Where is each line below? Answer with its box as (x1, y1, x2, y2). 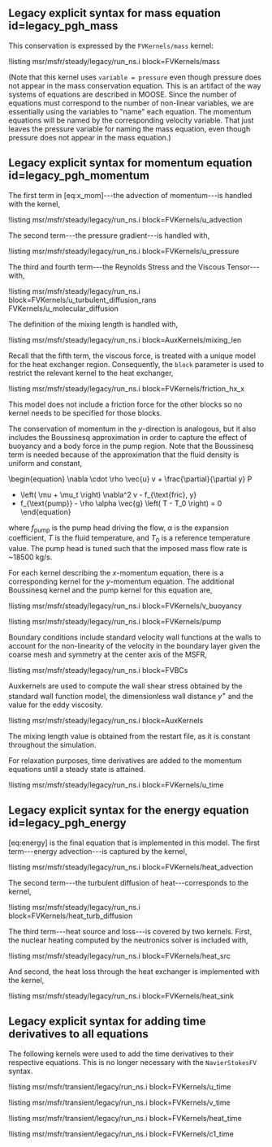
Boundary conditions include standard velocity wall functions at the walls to (8, 632, 261, 642)
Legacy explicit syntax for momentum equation (8, 156, 253, 170)
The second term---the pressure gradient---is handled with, (8, 231, 209, 240)
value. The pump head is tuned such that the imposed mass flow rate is (8, 544, 248, 554)
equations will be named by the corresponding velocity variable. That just (8, 115, 254, 125)
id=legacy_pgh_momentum (8, 169, 150, 183)
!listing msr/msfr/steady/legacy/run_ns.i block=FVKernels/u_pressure (8, 246, 240, 256)
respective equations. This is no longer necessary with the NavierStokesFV (8, 1057, 257, 1067)
